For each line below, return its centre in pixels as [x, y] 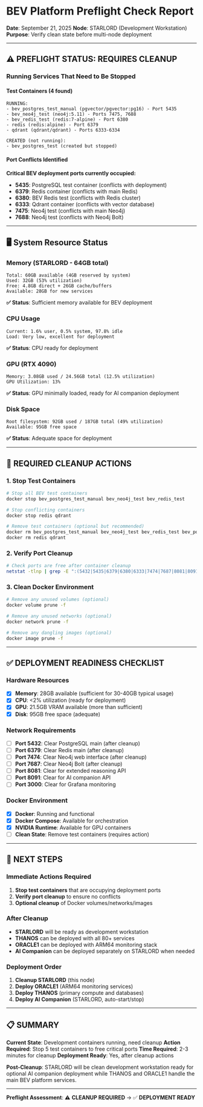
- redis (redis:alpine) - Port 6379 [52, 125]
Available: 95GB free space [42, 427]
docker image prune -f [35, 638]
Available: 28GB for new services [50, 291]
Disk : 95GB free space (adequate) [58, 714]
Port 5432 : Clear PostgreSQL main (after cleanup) [77, 743]
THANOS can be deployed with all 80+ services [75, 938]
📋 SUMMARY [33, 1025]
